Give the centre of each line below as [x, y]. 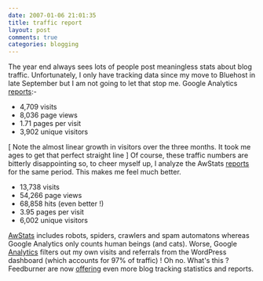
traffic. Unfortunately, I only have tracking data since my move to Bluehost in [132, 75]
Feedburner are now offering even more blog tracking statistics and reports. [131, 269]
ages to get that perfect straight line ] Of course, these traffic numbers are [128, 155]
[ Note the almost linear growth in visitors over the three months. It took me [130, 147]
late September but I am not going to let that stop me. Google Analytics [123, 84]
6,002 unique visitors [54, 221]
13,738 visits [40, 187]
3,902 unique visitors [54, 132]
